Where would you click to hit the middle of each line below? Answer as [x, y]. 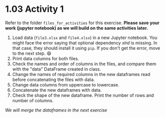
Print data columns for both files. [45, 58]
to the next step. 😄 [32, 53]
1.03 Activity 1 [35, 9]
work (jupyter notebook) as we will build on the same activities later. [77, 28]
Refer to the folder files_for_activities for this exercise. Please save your [82, 23]
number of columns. [33, 100]
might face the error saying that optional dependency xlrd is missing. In [85, 42]
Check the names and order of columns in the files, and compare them [84, 64]
